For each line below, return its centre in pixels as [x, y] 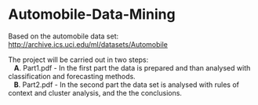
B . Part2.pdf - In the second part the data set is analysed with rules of [127, 85]
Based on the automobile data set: [64, 36]
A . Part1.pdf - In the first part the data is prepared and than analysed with [132, 67]
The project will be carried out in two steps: [78, 60]
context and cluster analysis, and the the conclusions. [95, 92]
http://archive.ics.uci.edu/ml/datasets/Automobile [88, 44]
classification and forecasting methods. [72, 76]
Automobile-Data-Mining [92, 14]
